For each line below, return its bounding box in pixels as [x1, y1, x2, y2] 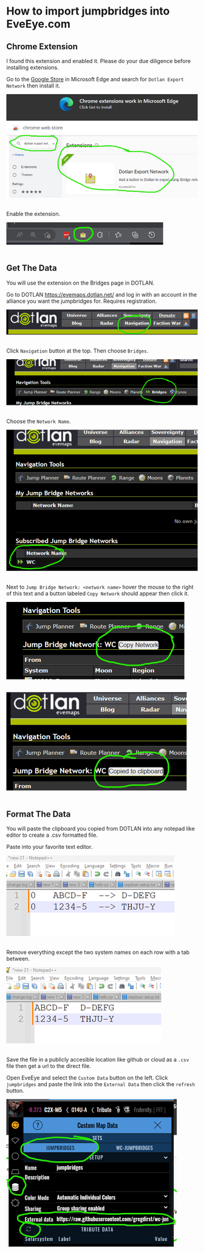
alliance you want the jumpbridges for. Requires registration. [6, 297, 157, 305]
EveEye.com [6, 17, 71, 31]
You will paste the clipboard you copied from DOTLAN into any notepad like [6, 825, 195, 833]
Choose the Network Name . [6, 417, 71, 425]
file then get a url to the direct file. [6, 1062, 92, 1070]
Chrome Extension [6, 41, 78, 52]
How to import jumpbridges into [6, 4, 170, 18]
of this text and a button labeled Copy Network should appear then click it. [6, 590, 189, 597]
